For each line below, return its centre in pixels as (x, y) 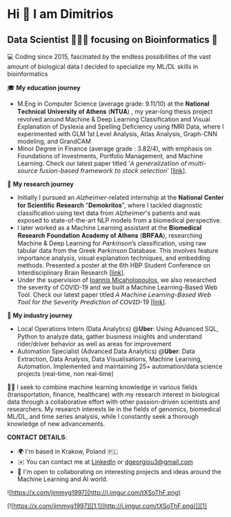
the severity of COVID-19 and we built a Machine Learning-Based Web (117, 287)
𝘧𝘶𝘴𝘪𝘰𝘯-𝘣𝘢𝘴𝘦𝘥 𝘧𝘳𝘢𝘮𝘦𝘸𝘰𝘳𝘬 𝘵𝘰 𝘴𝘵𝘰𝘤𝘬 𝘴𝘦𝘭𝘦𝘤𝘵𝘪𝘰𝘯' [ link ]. (113, 171)
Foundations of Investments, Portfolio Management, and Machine (110, 156)
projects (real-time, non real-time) (65, 374)
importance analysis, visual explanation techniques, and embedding (113, 258)
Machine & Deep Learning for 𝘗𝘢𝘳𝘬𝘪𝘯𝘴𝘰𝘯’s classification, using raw (112, 243)
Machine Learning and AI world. (62, 479)
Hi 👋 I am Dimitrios (60, 14)
